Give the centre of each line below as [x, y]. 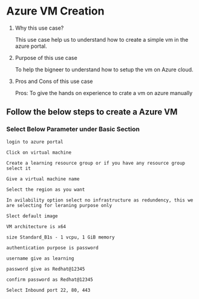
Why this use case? [39, 28]
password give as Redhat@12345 [46, 269]
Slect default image [32, 216]
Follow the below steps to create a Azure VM [92, 112]
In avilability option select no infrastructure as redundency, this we [100, 200]
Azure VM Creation [55, 11]
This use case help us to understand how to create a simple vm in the [102, 39]
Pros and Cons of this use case [54, 81]
